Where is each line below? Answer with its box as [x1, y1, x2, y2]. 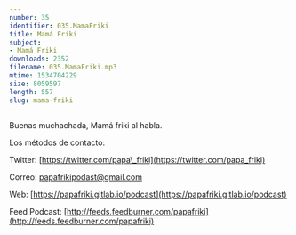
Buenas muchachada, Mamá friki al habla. [9, 120, 163, 131]
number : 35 [9, 12, 50, 22]
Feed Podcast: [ [9, 207, 68, 217]
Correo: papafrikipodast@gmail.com [9, 172, 142, 182]
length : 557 [9, 87, 53, 96]
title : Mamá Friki [9, 29, 77, 38]
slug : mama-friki [9, 95, 74, 105]
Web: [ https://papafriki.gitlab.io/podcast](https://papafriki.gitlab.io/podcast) [9, 189, 287, 200]
